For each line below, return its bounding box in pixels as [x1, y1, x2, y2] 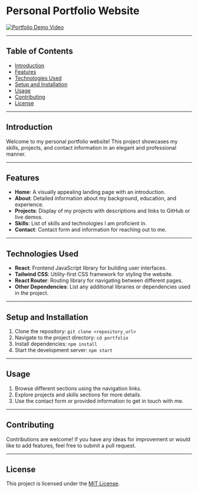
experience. [14, 201, 44, 208]
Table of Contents [6, 46, 74, 57]
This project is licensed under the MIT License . [6, 480, 120, 487]
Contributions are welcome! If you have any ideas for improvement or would [6, 435, 190, 443]
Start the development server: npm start [14, 347, 113, 353]
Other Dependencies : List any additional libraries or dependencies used [14, 283, 190, 290]
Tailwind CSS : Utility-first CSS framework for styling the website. [14, 271, 173, 278]
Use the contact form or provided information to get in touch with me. [14, 397, 184, 405]
